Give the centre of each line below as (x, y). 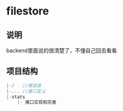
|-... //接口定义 (26, 91)
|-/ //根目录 (24, 86)
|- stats (16, 97)
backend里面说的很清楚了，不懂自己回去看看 (61, 50)
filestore (28, 11)
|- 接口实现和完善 (37, 103)
